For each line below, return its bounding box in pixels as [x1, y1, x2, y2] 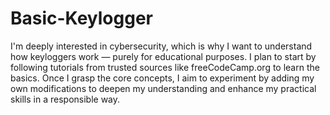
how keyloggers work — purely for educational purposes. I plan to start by [10, 50, 317, 62]
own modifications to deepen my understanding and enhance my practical [10, 82, 317, 94]
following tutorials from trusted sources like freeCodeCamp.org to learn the [10, 61, 320, 73]
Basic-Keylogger [10, 7, 153, 30]
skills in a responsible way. [10, 93, 121, 105]
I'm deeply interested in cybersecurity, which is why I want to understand [10, 40, 313, 52]
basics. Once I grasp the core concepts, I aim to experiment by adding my [10, 72, 315, 84]
